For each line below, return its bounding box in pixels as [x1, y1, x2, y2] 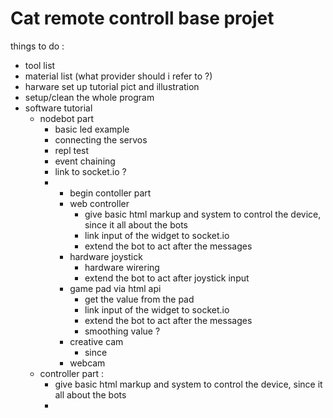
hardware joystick [69, 250, 143, 262]
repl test [54, 144, 90, 156]
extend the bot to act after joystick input [84, 272, 250, 284]
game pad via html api [69, 282, 162, 294]
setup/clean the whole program [24, 91, 155, 103]
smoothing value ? [84, 325, 161, 337]
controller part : [39, 367, 105, 379]
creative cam [69, 335, 124, 347]
